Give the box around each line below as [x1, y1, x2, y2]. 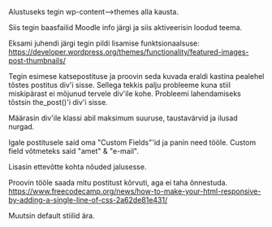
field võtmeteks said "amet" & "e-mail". [8, 146, 140, 155]
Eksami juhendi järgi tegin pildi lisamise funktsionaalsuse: [8, 38, 201, 48]
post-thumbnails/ [8, 56, 67, 65]
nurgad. [8, 122, 35, 131]
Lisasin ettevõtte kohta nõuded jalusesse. [8, 162, 147, 172]
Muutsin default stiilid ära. [8, 211, 95, 220]
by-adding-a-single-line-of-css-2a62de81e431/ [8, 195, 168, 204]
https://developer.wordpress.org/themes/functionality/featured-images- [8, 47, 249, 56]
